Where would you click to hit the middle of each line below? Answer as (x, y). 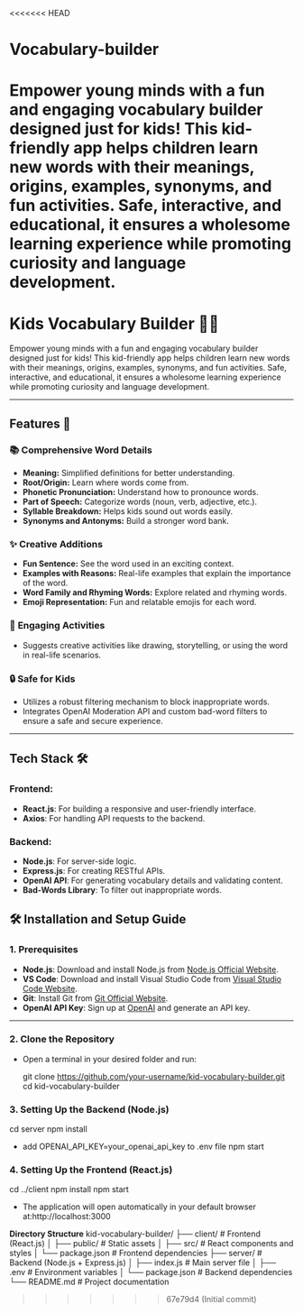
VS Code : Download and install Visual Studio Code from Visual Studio (152, 978)
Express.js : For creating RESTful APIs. (94, 870)
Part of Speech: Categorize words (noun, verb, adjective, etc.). (140, 501)
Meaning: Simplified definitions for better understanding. (129, 473)
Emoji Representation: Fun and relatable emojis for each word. (139, 602)
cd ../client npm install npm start (69, 1189)
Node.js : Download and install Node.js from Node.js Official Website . (151, 969)
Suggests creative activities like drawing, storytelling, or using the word (155, 645)
